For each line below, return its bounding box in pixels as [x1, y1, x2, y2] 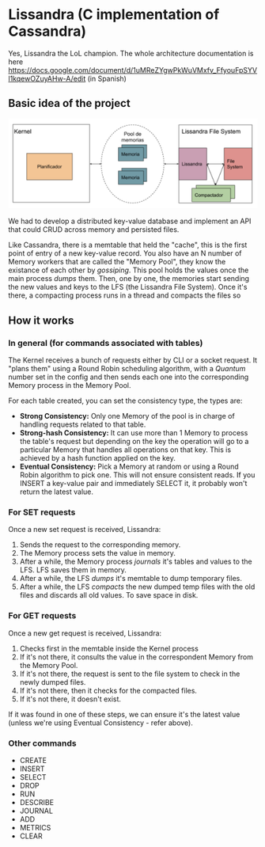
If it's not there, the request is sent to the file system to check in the [19, 669, 240, 678]
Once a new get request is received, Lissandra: [8, 628, 162, 638]
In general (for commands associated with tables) [8, 337, 203, 348]
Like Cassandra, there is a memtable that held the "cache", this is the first [8, 240, 248, 250]
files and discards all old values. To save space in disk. [19, 591, 199, 600]
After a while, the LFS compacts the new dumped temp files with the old [19, 582, 256, 591]
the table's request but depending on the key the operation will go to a [19, 437, 249, 446]
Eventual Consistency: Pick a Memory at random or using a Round [19, 461, 239, 472]
